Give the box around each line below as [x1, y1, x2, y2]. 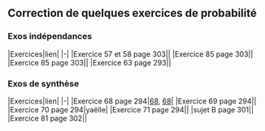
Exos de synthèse [7, 78, 80, 89]
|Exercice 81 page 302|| [7, 113, 87, 123]
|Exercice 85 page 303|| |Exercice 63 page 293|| [7, 57, 172, 67]
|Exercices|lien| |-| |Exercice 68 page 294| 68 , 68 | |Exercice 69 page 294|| [7, 96, 257, 106]
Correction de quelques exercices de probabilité [7, 6, 257, 20]
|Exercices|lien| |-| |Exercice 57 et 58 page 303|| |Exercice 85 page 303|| [7, 49, 254, 59]
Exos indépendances [7, 31, 93, 42]
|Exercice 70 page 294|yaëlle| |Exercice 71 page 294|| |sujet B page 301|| [7, 104, 254, 114]
